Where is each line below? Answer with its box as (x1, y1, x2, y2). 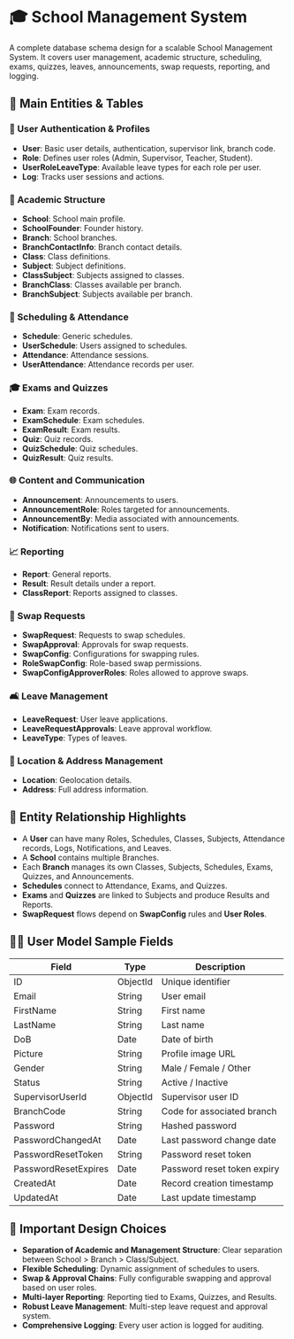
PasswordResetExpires (13, 1162, 109, 1174)
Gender (13, 1062, 45, 1074)
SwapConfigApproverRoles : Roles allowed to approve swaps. (21, 668, 249, 678)
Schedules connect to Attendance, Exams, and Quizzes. (21, 880, 228, 891)
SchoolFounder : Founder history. (21, 222, 144, 233)
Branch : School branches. (21, 232, 117, 243)
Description (195, 960, 245, 972)
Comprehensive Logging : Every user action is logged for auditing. (21, 1320, 265, 1331)
